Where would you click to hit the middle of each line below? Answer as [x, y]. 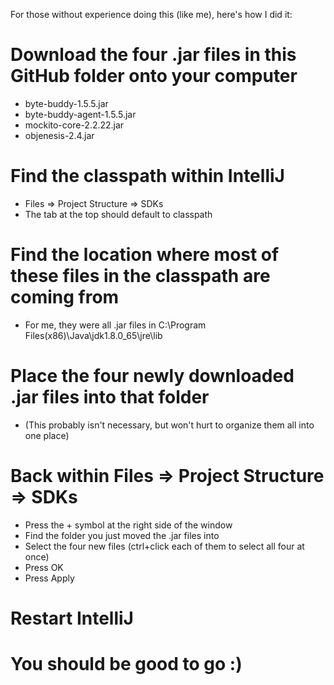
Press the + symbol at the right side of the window [128, 525]
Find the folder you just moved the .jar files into [122, 535]
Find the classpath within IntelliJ [147, 176]
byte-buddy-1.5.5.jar [66, 103]
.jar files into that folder [110, 397]
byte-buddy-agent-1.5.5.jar [80, 114]
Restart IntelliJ [72, 618]
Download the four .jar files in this [153, 55]
